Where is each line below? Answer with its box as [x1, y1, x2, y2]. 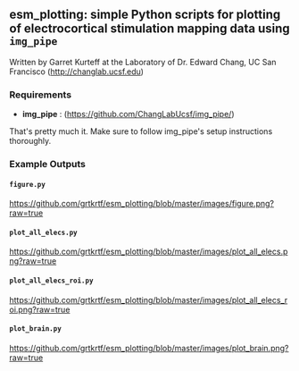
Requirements [9, 89, 72, 101]
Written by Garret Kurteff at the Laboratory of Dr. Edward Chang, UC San [9, 56, 277, 67]
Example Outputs [9, 158, 87, 171]
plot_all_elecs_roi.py [9, 276, 94, 285]
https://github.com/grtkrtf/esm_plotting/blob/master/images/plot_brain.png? [9, 342, 289, 353]
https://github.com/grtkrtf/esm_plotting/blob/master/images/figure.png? [9, 198, 275, 209]
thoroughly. [9, 136, 52, 147]
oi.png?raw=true [9, 304, 71, 315]
